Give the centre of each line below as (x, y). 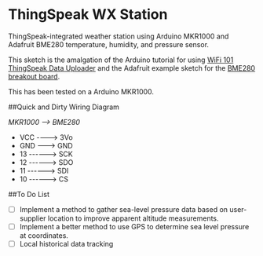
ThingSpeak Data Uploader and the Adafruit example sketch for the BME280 (132, 68)
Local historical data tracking (66, 244)
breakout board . (34, 76)
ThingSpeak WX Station (88, 15)
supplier (33, 218)
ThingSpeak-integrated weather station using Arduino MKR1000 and (119, 36)
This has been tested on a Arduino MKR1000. (81, 91)
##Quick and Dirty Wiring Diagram (64, 107)
